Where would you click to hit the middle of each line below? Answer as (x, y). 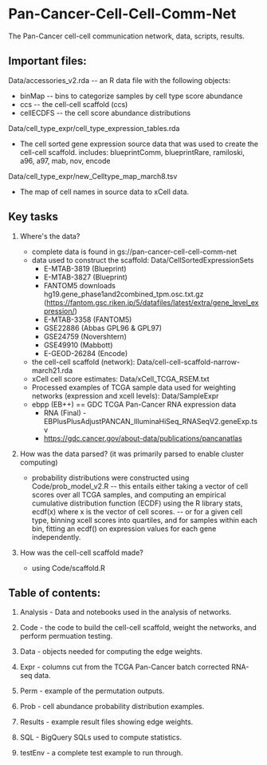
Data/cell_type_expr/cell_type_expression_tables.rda (94, 128)
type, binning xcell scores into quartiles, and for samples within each (144, 520)
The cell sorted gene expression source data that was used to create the (139, 144)
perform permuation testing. (66, 636)
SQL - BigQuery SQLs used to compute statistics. (101, 737)
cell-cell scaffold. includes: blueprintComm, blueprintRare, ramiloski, (132, 152)
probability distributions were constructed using (110, 478)
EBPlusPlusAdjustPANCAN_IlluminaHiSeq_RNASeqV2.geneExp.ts (150, 421)
